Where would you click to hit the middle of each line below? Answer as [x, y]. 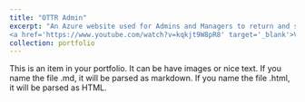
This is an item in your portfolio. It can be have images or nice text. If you [145, 69]
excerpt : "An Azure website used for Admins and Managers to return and [150, 26]
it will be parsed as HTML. [58, 88]
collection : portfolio [52, 43]
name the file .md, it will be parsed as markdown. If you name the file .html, [150, 79]
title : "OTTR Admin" [49, 18]
